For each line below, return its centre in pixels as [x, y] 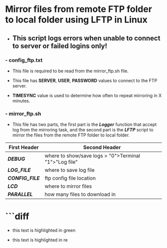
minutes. [21, 101]
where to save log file [70, 170]
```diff [17, 216]
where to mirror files [68, 186]
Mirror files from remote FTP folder [79, 9]
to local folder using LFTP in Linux [76, 20]
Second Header [102, 147]
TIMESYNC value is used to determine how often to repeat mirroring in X [87, 95]
